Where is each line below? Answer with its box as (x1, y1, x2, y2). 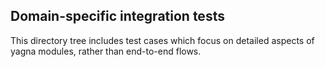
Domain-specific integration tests (10, 8, 225, 25)
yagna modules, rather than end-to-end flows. (10, 45, 202, 57)
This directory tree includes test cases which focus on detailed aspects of (10, 34, 315, 46)
